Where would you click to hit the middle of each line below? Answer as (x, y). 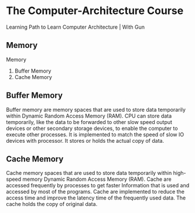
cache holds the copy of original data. (52, 204)
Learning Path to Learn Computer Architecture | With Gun (76, 27)
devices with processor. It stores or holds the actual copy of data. (85, 140)
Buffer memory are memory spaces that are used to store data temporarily (96, 109)
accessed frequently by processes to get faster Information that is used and (97, 185)
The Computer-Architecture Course (95, 11)
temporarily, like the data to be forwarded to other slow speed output (89, 122)
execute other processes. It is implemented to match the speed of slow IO (95, 134)
